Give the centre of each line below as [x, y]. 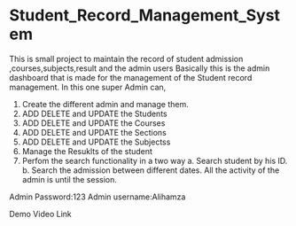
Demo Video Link [41, 214]
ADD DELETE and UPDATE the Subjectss [96, 142]
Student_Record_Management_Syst [145, 16]
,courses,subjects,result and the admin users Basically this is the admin [140, 68]
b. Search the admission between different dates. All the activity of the [151, 170]
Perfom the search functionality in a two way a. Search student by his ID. [155, 160]
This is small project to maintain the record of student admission [126, 58]
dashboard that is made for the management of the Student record [131, 77]
